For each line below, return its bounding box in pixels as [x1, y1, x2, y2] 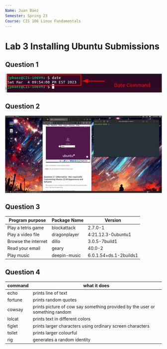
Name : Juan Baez [5, 8, 39, 13]
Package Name [51, 217, 84, 224]
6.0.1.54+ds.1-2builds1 [87, 252, 138, 258]
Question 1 [5, 60, 39, 69]
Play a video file [7, 232, 40, 237]
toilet [7, 330, 18, 336]
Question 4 [5, 268, 41, 276]
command [7, 283, 29, 289]
